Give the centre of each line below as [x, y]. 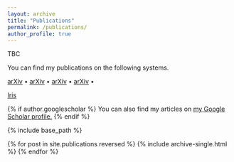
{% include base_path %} [45, 130]
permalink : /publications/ [47, 27]
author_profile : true [39, 34]
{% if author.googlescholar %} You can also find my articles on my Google [116, 109]
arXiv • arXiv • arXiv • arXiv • [51, 82]
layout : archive [31, 14]
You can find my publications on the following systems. [88, 67]
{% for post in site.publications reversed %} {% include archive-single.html [117, 144]
